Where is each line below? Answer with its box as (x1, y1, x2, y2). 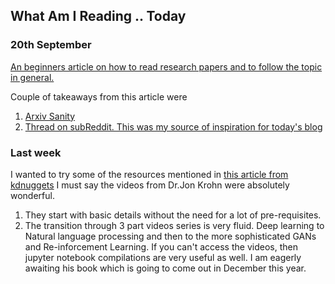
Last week (10, 145, 62, 159)
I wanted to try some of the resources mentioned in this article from (10, 168, 289, 180)
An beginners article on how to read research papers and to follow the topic (10, 60, 323, 73)
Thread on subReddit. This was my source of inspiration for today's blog (24, 120, 323, 133)
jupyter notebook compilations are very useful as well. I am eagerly (24, 251, 302, 263)
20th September (10, 38, 92, 52)
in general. (10, 71, 55, 83)
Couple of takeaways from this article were (10, 90, 188, 103)
